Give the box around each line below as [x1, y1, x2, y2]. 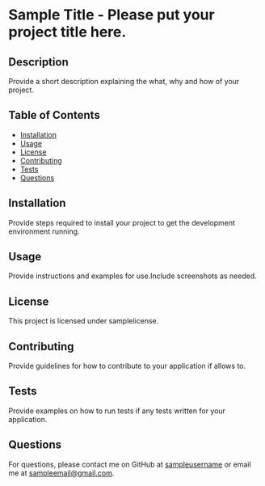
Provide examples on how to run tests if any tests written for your [8, 406, 226, 416]
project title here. [8, 23, 127, 41]
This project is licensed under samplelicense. [8, 316, 159, 326]
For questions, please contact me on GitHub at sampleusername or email [8, 459, 252, 469]
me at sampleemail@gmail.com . [8, 467, 115, 478]
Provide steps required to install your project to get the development [8, 218, 236, 227]
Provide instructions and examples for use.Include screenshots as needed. [8, 271, 257, 281]
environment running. [8, 226, 80, 236]
